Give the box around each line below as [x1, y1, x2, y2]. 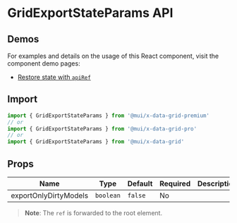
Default [127, 179, 153, 188]
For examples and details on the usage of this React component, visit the [7, 52, 219, 60]
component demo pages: [7, 59, 80, 68]
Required [159, 179, 191, 188]
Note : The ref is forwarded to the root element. [24, 209, 163, 217]
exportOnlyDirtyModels [11, 191, 89, 200]
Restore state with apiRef [17, 73, 92, 81]
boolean [95, 192, 121, 199]
